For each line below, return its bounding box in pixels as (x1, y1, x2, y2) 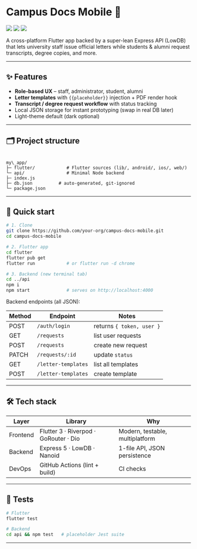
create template (93, 370, 137, 378)
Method (9, 312, 32, 320)
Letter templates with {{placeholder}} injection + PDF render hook (14, 94, 178, 101)
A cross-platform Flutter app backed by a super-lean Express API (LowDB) (6, 36, 186, 44)
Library (66, 417, 87, 425)
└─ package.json (6, 185, 46, 191)
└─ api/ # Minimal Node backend (6, 170, 125, 176)
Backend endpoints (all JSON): (6, 298, 80, 305)
